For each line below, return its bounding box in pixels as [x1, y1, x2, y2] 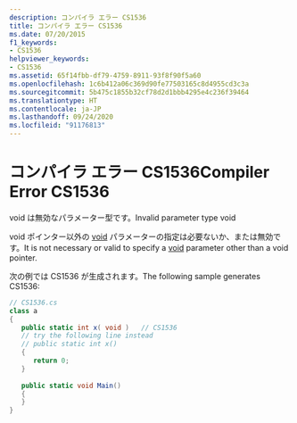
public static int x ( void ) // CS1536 [21, 323, 177, 332]
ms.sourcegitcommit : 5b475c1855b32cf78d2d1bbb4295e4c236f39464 [9, 87, 250, 96]
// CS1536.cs [9, 298, 58, 307]
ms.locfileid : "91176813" [9, 121, 105, 130]
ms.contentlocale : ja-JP [9, 104, 102, 113]
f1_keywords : [9, 37, 58, 47]
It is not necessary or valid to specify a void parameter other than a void [23, 242, 289, 253]
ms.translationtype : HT [9, 95, 98, 105]
